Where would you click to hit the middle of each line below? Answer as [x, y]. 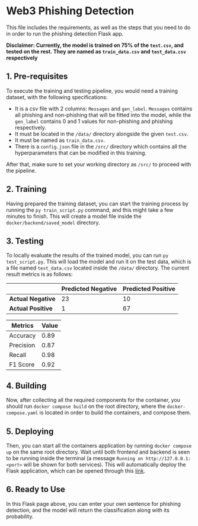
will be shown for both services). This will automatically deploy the [105, 465]
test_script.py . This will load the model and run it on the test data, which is [99, 262]
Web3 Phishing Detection [70, 11]
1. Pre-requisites [37, 76]
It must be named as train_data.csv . [60, 140]
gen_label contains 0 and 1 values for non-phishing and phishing [94, 121]
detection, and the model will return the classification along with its [88, 510]
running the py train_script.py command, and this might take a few [90, 210]
